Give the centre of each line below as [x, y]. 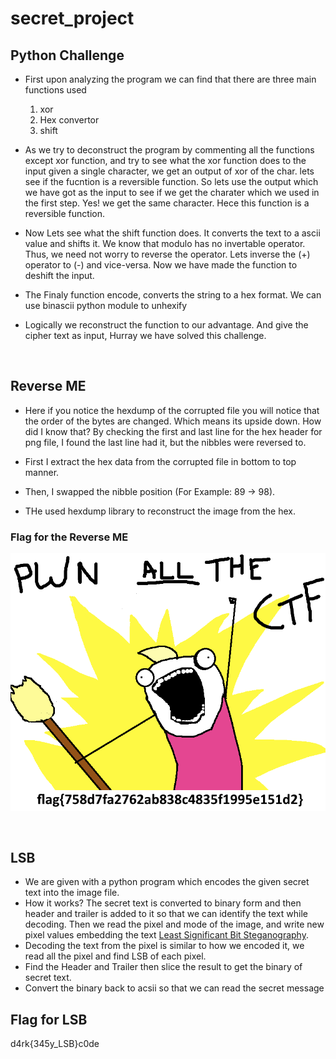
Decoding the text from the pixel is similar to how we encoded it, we [164, 946]
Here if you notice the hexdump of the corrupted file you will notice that [172, 410]
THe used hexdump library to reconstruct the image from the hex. [160, 511]
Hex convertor [69, 120]
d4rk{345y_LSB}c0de [55, 1044]
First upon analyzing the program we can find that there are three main [170, 79]
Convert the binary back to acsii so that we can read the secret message [174, 988]
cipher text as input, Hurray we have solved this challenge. [145, 335]
